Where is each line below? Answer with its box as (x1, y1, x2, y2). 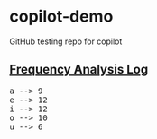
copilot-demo (9, 6, 114, 27)
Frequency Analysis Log (9, 62, 149, 77)
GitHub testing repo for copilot (9, 36, 123, 47)
